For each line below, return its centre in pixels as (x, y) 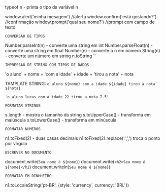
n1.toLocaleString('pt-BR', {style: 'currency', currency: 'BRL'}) (67, 185)
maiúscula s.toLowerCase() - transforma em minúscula (61, 120)
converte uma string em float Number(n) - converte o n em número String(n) (83, 51)
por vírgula (16, 143)
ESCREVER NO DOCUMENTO (28, 153)
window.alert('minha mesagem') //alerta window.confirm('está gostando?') (81, 17)
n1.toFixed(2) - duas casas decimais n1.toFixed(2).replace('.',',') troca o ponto (83, 138)
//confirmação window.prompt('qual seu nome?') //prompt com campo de (80, 22)
